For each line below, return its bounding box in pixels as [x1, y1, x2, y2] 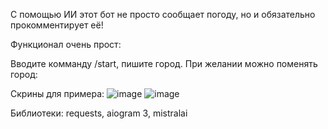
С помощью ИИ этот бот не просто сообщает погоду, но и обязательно [10, 9, 316, 20]
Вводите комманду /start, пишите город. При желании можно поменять [10, 58, 318, 69]
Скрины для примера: [10, 88, 105, 99]
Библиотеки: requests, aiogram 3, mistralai [10, 107, 188, 119]
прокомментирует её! [10, 19, 104, 31]
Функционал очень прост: [10, 39, 122, 50]
